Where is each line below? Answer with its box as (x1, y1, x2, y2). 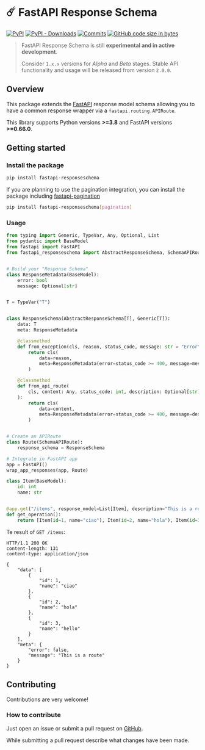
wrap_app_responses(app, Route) (6, 467, 88, 474)
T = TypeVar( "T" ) (6, 299, 51, 306)
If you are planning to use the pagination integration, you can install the (6, 186, 185, 193)
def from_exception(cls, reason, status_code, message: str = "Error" (17, 344, 201, 350)
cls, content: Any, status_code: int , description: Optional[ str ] (28, 389, 201, 395)
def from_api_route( (17, 383, 70, 389)
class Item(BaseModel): (6, 478, 67, 485)
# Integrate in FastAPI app (6, 456, 78, 462)
